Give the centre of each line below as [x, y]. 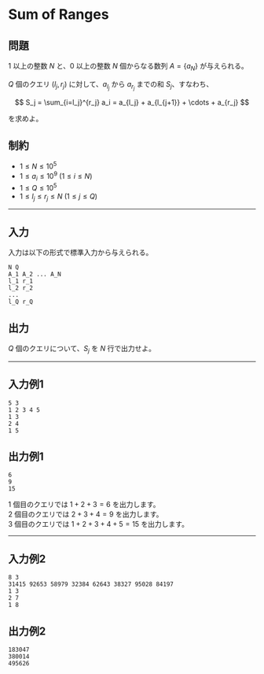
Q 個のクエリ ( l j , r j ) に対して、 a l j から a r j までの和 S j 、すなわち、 [111, 85]
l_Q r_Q [21, 302]
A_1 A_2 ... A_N [35, 274]
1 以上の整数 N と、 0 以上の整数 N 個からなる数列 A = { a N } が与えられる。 [128, 67]
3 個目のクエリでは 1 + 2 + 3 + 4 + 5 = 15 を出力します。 [98, 524]
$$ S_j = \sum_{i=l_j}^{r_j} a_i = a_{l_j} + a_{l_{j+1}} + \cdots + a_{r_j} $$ [132, 102]
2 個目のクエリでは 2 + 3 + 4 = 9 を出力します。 [86, 514]
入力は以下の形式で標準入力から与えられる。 [81, 253]
